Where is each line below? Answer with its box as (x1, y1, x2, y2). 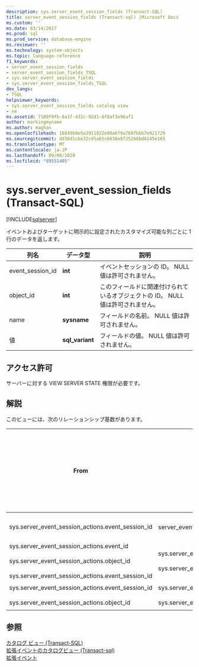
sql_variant (62, 336, 94, 344)
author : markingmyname (6, 119, 62, 125)
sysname (62, 316, 89, 324)
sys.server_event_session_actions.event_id (9, 542, 129, 550)
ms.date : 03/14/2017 (6, 25, 57, 32)
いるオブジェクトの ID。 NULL (99, 292, 184, 300)
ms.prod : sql (6, 31, 38, 37)
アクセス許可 (6, 363, 53, 373)
